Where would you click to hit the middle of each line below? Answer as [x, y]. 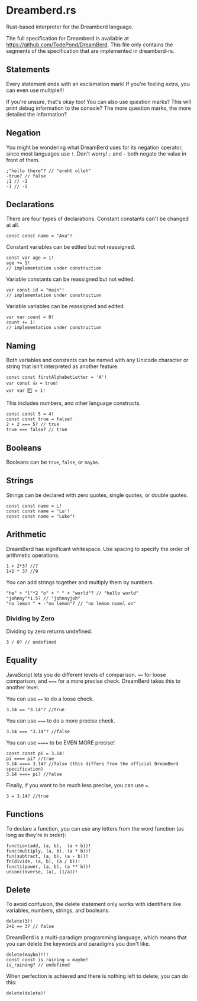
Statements [28, 70]
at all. [13, 225]
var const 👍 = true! [32, 384]
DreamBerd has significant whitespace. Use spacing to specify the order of [98, 549]
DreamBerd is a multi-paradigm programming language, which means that [97, 937]
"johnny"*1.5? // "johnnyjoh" [43, 598]
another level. [23, 687]
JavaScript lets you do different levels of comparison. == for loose [86, 674]
